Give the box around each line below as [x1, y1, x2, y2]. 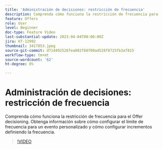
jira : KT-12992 [5, 39, 36, 44]
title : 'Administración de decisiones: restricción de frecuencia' [5, 7, 145, 12]
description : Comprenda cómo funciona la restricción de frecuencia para [5, 12, 159, 17]
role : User [5, 21, 27, 26]
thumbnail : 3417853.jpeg [5, 43, 56, 48]
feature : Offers [5, 16, 38, 21]
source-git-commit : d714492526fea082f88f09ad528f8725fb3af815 [5, 48, 134, 53]
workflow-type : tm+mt [5, 52, 49, 58]
